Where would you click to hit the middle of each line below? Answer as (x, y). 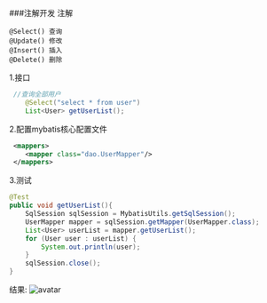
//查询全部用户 (37, 94)
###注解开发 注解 (41, 13)
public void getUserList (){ (61, 206)
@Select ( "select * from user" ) (83, 102)
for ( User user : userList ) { (81, 238)
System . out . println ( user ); (91, 247)
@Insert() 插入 (36, 51)
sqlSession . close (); (63, 263)
